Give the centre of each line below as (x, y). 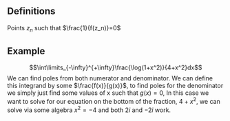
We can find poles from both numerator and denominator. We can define (110, 78)
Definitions (31, 11)
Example (26, 51)
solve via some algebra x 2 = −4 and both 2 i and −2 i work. (89, 109)
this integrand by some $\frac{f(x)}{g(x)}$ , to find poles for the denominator (115, 86)
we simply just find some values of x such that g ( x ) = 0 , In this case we (108, 93)
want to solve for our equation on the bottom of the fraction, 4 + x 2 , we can (114, 101)
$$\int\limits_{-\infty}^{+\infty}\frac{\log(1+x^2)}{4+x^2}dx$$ (116, 67)
